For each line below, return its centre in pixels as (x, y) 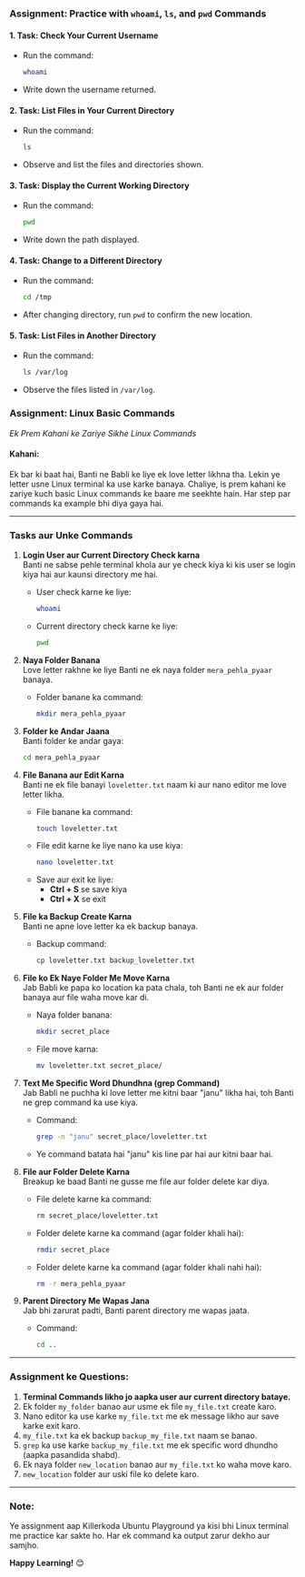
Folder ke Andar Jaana (66, 731)
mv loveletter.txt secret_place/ (99, 1066)
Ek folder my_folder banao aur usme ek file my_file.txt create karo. (149, 1406)
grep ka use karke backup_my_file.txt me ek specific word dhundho (150, 1445)
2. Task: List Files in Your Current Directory (92, 110)
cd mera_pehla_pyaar (61, 758)
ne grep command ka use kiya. (80, 1102)
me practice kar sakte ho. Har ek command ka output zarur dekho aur (140, 1535)
